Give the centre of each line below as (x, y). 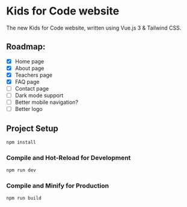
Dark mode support (39, 95)
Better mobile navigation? (47, 102)
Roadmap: (26, 47)
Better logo (29, 109)
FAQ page (27, 81)
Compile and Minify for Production (58, 186)
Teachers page (34, 75)
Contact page (32, 88)
